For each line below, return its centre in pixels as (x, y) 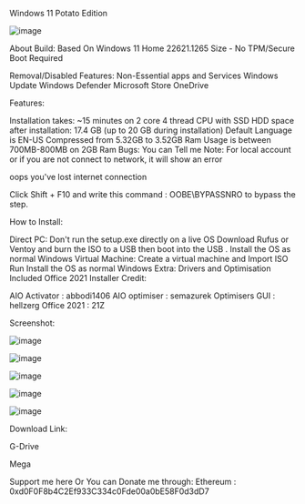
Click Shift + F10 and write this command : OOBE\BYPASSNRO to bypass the (152, 194)
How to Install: (36, 222)
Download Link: (39, 428)
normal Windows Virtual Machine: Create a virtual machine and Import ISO (149, 259)
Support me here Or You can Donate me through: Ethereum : (123, 482)
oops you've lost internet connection (78, 177)
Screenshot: (32, 323)
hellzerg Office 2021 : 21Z (57, 305)
